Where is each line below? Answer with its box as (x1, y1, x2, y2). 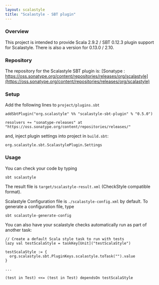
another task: (5, 227, 32, 233)
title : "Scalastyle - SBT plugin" (5, 12, 76, 17)
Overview (5, 28, 29, 35)
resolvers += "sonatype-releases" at (5, 120, 83, 125)
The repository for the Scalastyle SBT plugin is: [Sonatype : (5, 68, 126, 74)
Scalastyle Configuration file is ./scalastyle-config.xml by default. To (5, 198, 148, 204)
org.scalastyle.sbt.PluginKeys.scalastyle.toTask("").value (9, 253, 135, 259)
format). (5, 188, 22, 195)
